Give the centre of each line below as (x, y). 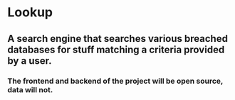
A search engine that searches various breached (117, 39)
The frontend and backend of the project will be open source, (115, 81)
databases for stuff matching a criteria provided (116, 49)
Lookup (30, 12)
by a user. (30, 61)
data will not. (30, 89)
